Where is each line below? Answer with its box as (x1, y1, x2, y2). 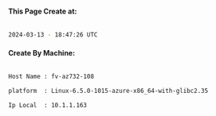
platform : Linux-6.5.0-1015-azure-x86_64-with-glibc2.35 (8, 87, 209, 95)
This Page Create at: (8, 6, 77, 16)
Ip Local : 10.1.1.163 (8, 102, 88, 110)
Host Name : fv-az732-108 (8, 72, 94, 81)
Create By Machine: (8, 48, 76, 57)
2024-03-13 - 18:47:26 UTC (8, 31, 98, 39)
